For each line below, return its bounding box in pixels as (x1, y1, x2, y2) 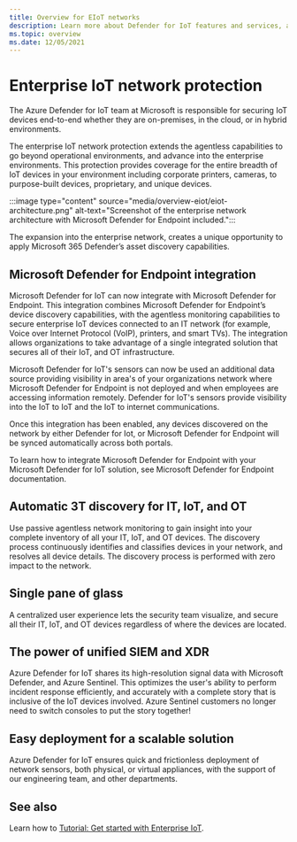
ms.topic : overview (9, 29, 81, 38)
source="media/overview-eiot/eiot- (98, 196, 228, 206)
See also (9, 799, 57, 815)
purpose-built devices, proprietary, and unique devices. (9, 179, 212, 189)
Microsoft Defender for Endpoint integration (9, 267, 256, 282)
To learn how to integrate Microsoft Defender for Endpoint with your (9, 455, 256, 465)
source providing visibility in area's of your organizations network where (9, 374, 272, 383)
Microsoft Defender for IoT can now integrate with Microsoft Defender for (9, 290, 277, 301)
